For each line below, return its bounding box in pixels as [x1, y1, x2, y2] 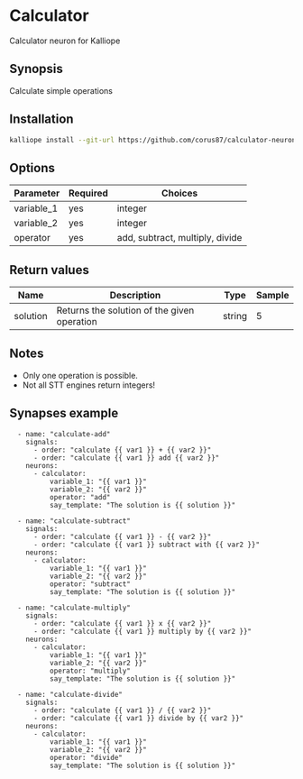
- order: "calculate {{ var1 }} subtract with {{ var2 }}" [32, 540, 260, 549]
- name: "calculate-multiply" [17, 603, 131, 612]
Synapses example [9, 406, 119, 421]
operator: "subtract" [49, 579, 131, 589]
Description [109, 289, 161, 302]
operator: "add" [49, 492, 111, 501]
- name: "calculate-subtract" [17, 516, 131, 526]
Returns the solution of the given [56, 304, 195, 316]
